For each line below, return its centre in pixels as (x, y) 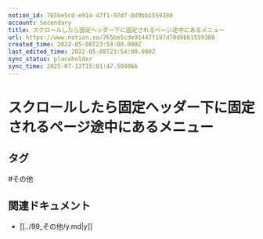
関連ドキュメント (49, 206)
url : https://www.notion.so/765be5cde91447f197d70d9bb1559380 (112, 37)
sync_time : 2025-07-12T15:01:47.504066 (73, 67)
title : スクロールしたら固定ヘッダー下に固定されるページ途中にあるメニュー (117, 30)
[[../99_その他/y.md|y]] (56, 226)
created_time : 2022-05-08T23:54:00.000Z (75, 45)
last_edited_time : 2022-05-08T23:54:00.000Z (82, 52)
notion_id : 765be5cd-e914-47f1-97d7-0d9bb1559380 (91, 15)
